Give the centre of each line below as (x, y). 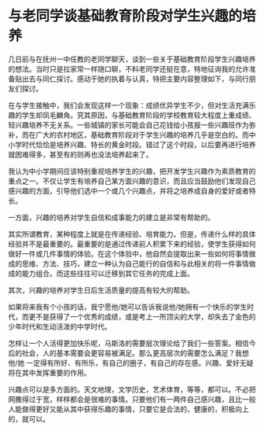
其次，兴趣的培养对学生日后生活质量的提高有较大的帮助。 (101, 290)
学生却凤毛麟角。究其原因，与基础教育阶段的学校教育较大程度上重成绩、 (139, 115)
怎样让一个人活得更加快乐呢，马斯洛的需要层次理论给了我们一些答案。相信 (128, 343)
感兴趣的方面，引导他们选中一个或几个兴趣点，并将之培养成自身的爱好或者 (128, 190)
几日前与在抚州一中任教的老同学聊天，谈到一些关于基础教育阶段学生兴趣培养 (132, 59)
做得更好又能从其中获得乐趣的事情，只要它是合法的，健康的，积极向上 (135, 409)
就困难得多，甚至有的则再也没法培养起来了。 (81, 154)
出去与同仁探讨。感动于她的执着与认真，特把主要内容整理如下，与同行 (135, 79)
